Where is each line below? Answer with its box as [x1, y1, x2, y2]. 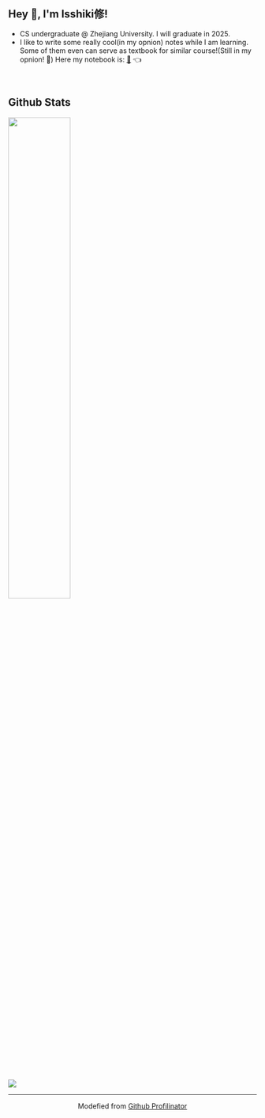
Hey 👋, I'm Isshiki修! [8, 7, 108, 21]
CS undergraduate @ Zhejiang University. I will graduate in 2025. [19, 28, 231, 38]
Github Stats [8, 96, 71, 109]
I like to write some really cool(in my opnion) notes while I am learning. [19, 37, 248, 47]
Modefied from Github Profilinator [77, 1101, 188, 1111]
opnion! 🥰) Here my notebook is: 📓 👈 [19, 54, 142, 64]
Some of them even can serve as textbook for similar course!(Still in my [19, 46, 252, 55]
